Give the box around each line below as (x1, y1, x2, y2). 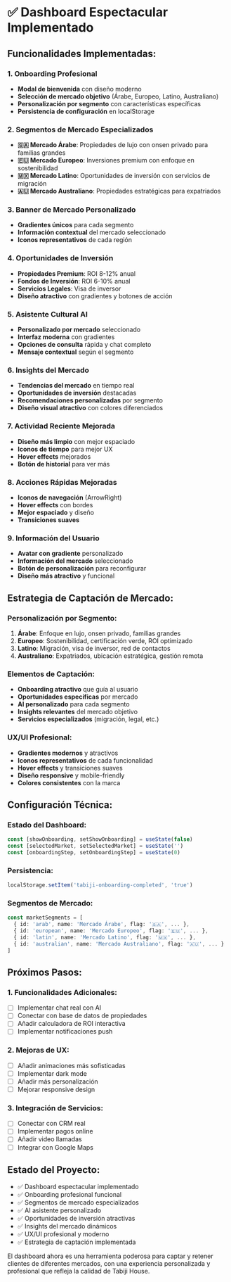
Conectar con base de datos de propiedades (17, 1011, 147, 1020)
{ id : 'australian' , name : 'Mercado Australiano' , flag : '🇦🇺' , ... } (13, 940, 225, 947)
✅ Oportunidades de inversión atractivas (17, 1214, 136, 1223)
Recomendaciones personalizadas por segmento (17, 396, 164, 405)
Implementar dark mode (17, 1069, 88, 1077)
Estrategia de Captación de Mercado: (7, 592, 174, 604)
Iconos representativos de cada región (17, 236, 132, 244)
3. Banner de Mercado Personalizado (7, 205, 136, 215)
